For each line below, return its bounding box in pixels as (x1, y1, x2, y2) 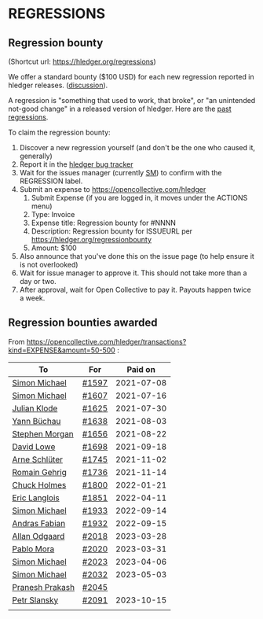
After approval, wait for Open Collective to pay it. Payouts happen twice (19, 285, 251, 294)
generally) (19, 151, 53, 160)
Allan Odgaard (12, 530, 65, 541)
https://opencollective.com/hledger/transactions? (26, 337, 187, 346)
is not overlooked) (19, 260, 79, 269)
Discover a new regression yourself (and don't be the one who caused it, (19, 143, 256, 152)
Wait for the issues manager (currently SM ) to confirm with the (19, 168, 222, 177)
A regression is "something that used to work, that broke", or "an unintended (8, 96, 256, 105)
